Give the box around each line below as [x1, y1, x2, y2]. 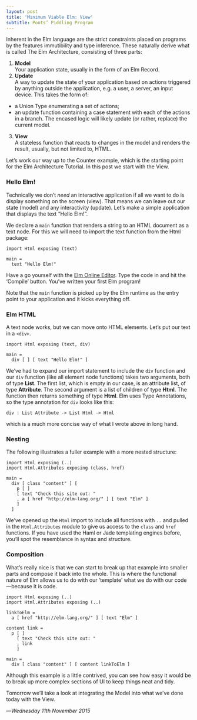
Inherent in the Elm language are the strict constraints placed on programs [6, 36, 186, 43]
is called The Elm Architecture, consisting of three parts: [6, 48, 142, 56]
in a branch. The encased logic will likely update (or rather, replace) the [14, 115, 188, 122]
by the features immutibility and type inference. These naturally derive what [6, 42, 190, 49]
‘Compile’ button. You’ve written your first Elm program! [6, 278, 141, 285]
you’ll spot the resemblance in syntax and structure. [6, 536, 132, 543]
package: [6, 234, 29, 241]
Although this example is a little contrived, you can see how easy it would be [6, 672, 191, 679]
